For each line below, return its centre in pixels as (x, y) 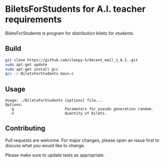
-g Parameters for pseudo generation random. (82, 109)
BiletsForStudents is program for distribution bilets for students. (70, 33)
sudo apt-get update (26, 65)
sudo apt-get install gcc (32, 69)
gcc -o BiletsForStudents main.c (40, 74)
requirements (33, 19)
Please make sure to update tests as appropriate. (55, 155)
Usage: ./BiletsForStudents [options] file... (54, 100)
